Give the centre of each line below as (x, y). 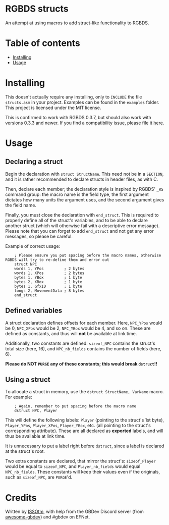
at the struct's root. (25, 451)
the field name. (21, 205)
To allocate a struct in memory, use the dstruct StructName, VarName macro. (84, 392)
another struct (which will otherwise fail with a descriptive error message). (82, 226)
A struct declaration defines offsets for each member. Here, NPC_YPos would (84, 323)
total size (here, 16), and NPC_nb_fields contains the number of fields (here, (83, 348)
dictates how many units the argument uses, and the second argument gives (85, 199)
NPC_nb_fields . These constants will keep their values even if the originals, (83, 472)
